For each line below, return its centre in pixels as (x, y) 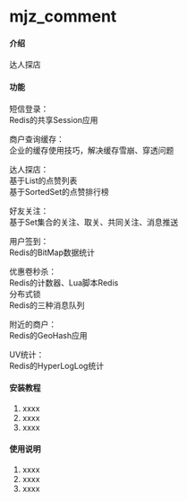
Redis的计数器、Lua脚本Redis (64, 282)
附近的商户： (33, 324)
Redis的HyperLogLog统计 (57, 365)
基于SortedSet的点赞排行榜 (59, 191)
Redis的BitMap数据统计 (52, 252)
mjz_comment (63, 17)
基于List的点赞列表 (43, 180)
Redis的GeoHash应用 (48, 335)
